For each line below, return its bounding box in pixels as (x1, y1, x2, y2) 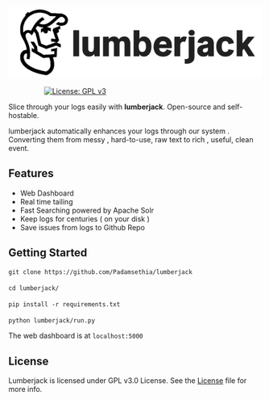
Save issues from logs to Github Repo (19, 222, 145, 232)
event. (8, 143, 30, 153)
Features (8, 166, 54, 180)
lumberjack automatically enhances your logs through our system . (8, 126, 230, 136)
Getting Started (8, 246, 88, 259)
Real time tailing (19, 196, 73, 206)
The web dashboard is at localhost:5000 (8, 331, 143, 341)
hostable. (8, 110, 39, 120)
